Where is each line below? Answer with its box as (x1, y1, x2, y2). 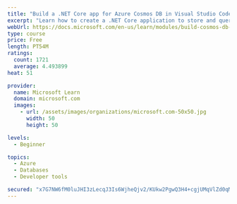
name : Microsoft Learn (13, 89, 80, 96)
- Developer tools (13, 174, 68, 181)
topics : (7, 153, 30, 161)
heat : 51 (7, 69, 33, 76)
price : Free (7, 37, 42, 44)
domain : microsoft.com (13, 95, 80, 102)
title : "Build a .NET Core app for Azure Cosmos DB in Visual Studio (7, 10, 217, 18)
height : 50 (25, 121, 59, 128)
